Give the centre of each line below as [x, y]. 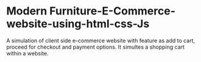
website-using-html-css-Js [78, 24]
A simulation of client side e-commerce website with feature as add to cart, [101, 40]
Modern [27, 11]
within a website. [27, 53]
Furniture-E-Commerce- [112, 11]
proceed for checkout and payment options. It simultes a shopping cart [95, 47]
